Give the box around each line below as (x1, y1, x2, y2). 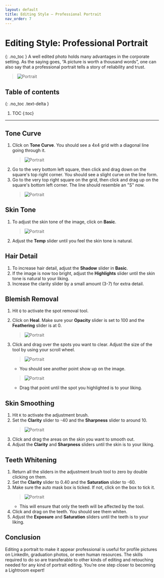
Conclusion (5, 533, 41, 542)
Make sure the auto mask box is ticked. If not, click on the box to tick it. (12, 484, 155, 490)
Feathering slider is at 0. (12, 322, 62, 329)
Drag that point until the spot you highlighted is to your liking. (19, 385, 143, 391)
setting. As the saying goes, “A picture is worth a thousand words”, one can (5, 59, 157, 65)
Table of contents (5, 88, 60, 96)
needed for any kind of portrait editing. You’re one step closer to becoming (5, 562, 156, 568)
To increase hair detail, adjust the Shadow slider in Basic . (12, 265, 128, 271)
